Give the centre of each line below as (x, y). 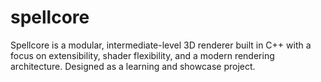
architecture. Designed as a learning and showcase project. (133, 66)
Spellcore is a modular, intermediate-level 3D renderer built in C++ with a (161, 45)
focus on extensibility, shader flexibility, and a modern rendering (142, 55)
